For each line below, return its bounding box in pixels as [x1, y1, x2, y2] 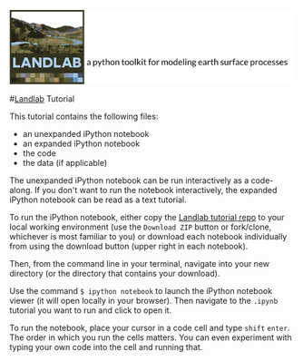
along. [9, 184, 34, 195]
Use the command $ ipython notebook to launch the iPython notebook [9, 285, 273, 296]
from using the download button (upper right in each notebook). [9, 240, 249, 251]
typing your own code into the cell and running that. [9, 341, 203, 352]
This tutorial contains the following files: [9, 111, 159, 122]
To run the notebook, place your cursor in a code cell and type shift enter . [9, 322, 290, 333]
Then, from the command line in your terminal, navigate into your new [9, 258, 270, 268]
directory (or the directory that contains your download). [9, 268, 220, 278]
